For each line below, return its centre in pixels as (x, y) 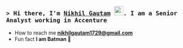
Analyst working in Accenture (56, 20)
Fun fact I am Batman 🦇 (43, 39)
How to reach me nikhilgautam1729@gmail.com (74, 33)
